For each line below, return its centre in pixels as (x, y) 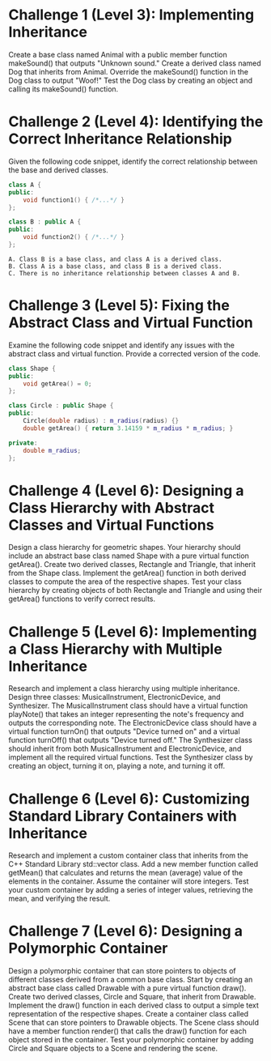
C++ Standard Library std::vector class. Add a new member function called (133, 864)
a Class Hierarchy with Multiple (115, 649)
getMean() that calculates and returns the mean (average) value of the (126, 873)
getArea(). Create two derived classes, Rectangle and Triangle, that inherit (132, 565)
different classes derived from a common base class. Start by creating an (131, 980)
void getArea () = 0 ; (57, 383)
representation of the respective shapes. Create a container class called (129, 1014)
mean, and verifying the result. (59, 899)
